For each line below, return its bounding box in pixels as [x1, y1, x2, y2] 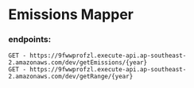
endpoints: [8, 34, 52, 45]
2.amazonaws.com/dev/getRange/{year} [8, 73, 134, 81]
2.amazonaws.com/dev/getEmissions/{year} [8, 59, 148, 67]
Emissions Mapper [8, 6, 134, 24]
